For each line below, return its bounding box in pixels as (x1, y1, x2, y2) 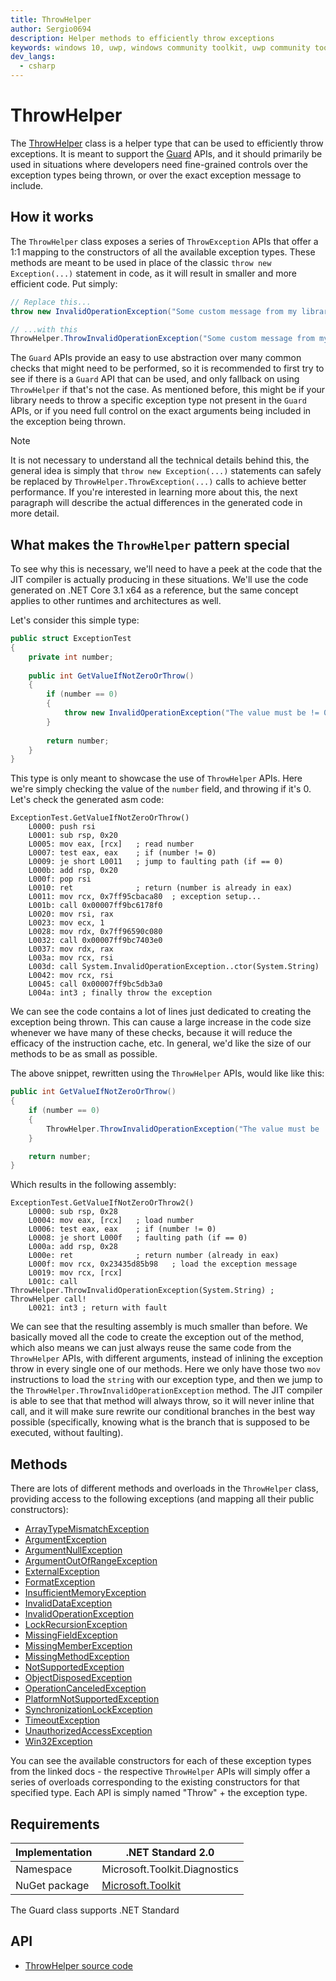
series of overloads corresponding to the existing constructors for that (10, 1776, 300, 1788)
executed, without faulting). (10, 1427, 124, 1439)
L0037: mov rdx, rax (28, 944, 114, 955)
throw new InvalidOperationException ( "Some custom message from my (10, 306, 298, 316)
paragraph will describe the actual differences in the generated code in (10, 497, 303, 509)
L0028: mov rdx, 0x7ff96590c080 (28, 927, 163, 937)
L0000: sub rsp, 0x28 (28, 1207, 118, 1217)
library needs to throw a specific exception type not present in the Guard (10, 394, 307, 406)
